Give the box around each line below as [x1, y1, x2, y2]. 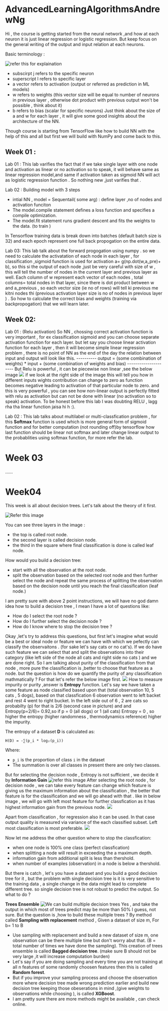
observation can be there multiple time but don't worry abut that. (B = [12, 937, 156, 943]
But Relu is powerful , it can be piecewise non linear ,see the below [14, 366, 152, 372]
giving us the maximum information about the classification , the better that [5, 788, 160, 794]
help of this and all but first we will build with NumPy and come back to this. [5, 133, 161, 139]
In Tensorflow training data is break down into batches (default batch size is [5, 233, 161, 239]
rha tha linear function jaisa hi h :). [5, 404, 75, 410]
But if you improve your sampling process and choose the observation [12, 974, 157, 981]
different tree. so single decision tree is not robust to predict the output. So [5, 886, 159, 892]
